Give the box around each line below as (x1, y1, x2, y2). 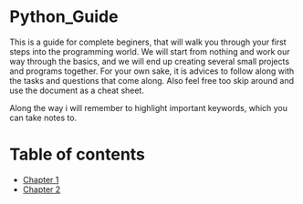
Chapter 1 (22, 174, 59, 185)
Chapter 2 (22, 184, 61, 195)
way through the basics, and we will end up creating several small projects (9, 56, 290, 66)
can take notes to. (9, 112, 78, 123)
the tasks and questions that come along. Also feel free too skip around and (9, 75, 295, 86)
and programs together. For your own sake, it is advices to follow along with (9, 66, 295, 76)
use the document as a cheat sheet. (9, 85, 144, 96)
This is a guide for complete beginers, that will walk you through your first (9, 36, 287, 47)
